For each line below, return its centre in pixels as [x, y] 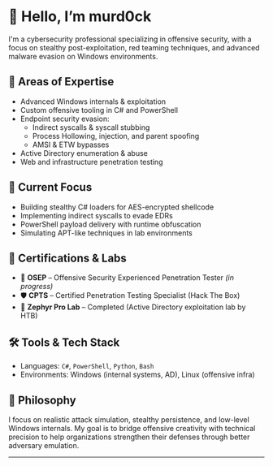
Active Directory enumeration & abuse [84, 153]
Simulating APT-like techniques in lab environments [106, 233]
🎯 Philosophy [42, 400]
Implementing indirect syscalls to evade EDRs [96, 215]
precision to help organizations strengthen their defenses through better [129, 437]
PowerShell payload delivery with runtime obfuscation [110, 224]
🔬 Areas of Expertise [61, 82]
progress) [37, 287]
